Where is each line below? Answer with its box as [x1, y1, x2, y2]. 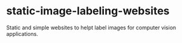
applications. [6, 30, 38, 37]
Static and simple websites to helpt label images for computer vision [6, 24, 177, 31]
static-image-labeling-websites [6, 4, 170, 18]
